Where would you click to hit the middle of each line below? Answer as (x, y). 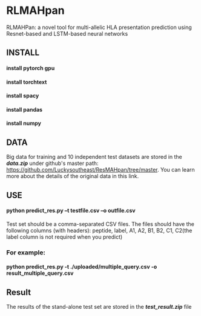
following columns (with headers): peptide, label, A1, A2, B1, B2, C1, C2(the (99, 230)
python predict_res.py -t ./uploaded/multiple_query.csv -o (82, 267)
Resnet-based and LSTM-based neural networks (67, 33)
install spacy (23, 96)
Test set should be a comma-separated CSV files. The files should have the (100, 224)
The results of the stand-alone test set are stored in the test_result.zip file (99, 307)
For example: (26, 253)
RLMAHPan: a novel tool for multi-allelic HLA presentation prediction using (99, 27)
